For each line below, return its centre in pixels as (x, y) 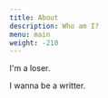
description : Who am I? (54, 26)
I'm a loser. (30, 68)
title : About (34, 18)
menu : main (30, 34)
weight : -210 (34, 43)
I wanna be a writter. (48, 85)
